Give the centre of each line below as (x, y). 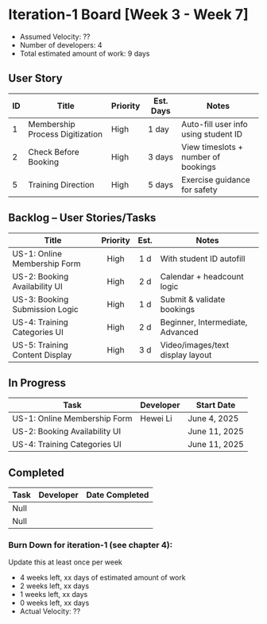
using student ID (212, 134)
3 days (161, 156)
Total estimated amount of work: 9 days (85, 53)
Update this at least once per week (66, 562)
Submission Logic (45, 309)
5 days (161, 184)
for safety (199, 190)
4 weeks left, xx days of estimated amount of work (103, 578)
